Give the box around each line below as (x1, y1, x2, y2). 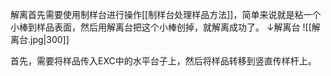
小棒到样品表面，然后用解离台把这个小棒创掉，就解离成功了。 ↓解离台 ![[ (10, 21, 312, 33)
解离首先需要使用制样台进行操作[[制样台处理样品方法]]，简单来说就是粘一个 (10, 9, 322, 20)
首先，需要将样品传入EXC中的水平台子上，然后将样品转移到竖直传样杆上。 (10, 55, 317, 67)
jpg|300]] (30, 34, 70, 45)
